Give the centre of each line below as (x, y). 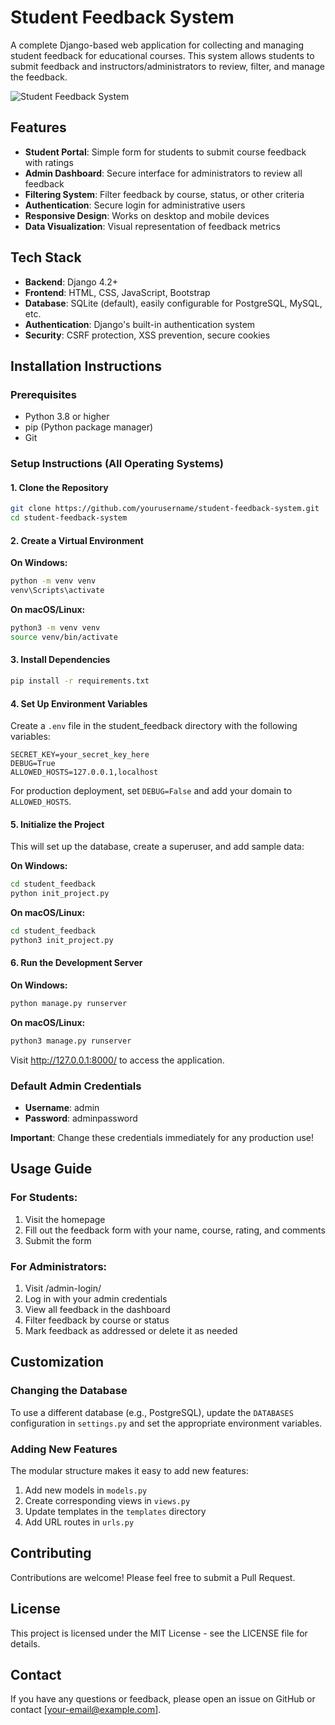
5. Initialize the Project (57, 824)
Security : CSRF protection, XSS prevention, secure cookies (147, 335)
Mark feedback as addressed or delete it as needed (131, 1331)
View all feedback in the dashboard (97, 1310)
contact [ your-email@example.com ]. (86, 1710)
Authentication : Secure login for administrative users (135, 205)
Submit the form (58, 1240)
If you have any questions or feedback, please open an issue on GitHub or (163, 1699)
